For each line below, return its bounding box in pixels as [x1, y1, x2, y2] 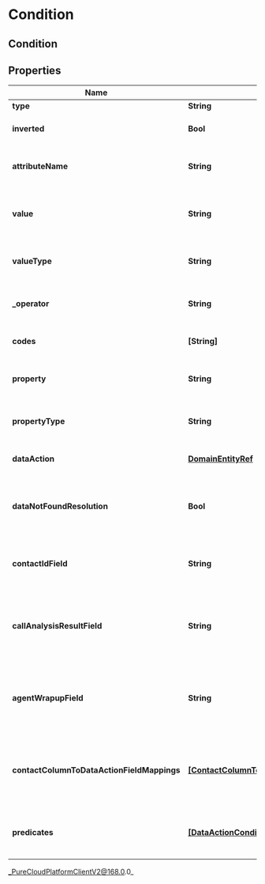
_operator [12, 298, 50, 309]
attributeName [12, 161, 69, 172]
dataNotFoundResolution [12, 501, 109, 512]
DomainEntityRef [188, 453, 254, 464]
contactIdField [12, 558, 68, 569]
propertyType [12, 416, 65, 427]
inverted [12, 123, 45, 134]
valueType [12, 255, 53, 266]
